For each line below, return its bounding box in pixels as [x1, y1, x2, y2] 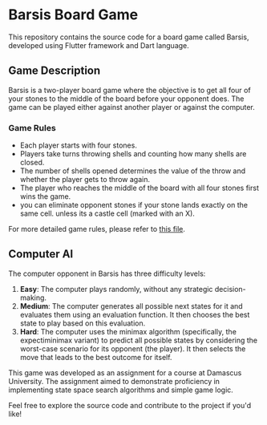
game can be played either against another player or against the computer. [8, 102, 255, 111]
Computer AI [8, 247, 74, 261]
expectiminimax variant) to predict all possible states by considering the [19, 335, 258, 345]
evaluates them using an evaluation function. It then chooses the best [19, 310, 250, 319]
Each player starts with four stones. [19, 140, 138, 150]
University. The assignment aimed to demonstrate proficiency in [8, 376, 220, 386]
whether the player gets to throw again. [19, 175, 151, 184]
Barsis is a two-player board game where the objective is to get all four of [8, 85, 251, 95]
